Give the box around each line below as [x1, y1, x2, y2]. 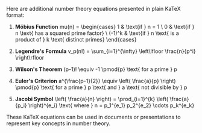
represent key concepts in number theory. [6, 120, 111, 127]
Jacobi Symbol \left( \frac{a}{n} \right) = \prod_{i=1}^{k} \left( [14, 96, 169, 102]
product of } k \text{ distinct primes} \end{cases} [14, 36, 137, 43]
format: [6, 11, 25, 19]
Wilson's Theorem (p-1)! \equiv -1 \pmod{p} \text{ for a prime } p [14, 66, 178, 73]
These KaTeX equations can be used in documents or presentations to [6, 114, 181, 120]
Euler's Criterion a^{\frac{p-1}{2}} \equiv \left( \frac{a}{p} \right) [14, 78, 176, 84]
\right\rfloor [14, 54, 45, 61]
